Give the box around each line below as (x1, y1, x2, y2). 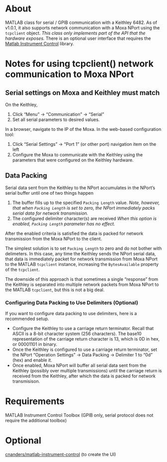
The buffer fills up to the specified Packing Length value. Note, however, (12, 200, 160, 206)
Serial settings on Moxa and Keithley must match (5, 88, 160, 97)
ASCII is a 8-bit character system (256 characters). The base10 (12, 331, 142, 337)
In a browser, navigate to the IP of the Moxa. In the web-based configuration (5, 126, 162, 132)
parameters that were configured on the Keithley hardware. (12, 157, 134, 163)
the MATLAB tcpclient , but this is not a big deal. (5, 287, 105, 293)
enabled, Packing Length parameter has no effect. (12, 221, 115, 227)
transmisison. (12, 378, 40, 384)
